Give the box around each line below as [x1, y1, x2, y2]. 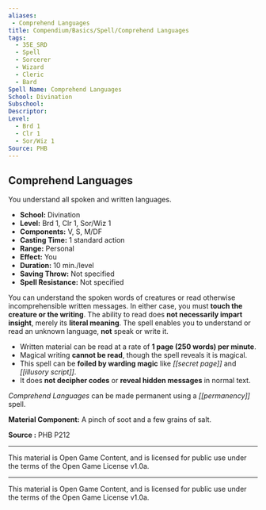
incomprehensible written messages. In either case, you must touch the [8, 301, 243, 311]
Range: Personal [19, 243, 75, 254]
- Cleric [15, 71, 44, 79]
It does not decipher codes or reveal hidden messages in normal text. [19, 376, 251, 385]
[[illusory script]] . [19, 367, 77, 377]
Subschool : [8, 100, 44, 108]
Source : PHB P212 [8, 430, 70, 440]
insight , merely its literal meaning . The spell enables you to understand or [8, 318, 251, 328]
